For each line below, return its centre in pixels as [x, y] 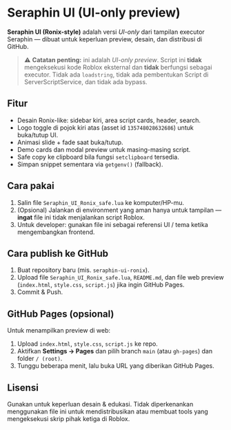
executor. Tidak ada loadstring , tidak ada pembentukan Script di [116, 75]
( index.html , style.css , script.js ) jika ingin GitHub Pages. [101, 285]
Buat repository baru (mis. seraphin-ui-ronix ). [83, 270]
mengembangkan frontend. [56, 232]
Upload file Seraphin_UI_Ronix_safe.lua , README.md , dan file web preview [120, 277]
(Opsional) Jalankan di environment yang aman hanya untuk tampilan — [119, 210]
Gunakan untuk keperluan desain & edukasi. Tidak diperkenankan [100, 404]
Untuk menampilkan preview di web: [59, 331]
